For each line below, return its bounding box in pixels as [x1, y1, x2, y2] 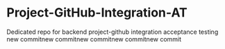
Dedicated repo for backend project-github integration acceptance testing [6, 28, 219, 36]
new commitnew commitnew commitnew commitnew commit [6, 35, 182, 43]
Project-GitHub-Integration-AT [6, 5, 188, 21]
